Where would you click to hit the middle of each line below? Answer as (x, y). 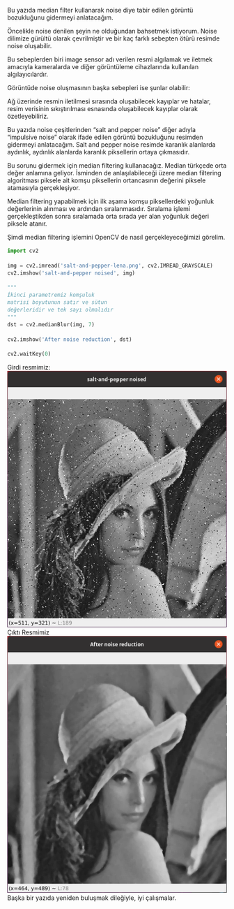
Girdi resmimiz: (29, 368)
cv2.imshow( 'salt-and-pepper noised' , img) (71, 273)
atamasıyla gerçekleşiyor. (44, 188)
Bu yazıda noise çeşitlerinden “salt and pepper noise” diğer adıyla (102, 130)
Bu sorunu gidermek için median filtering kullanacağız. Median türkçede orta (117, 166)
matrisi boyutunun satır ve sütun (57, 303)
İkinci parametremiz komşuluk (51, 295)
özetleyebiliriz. (28, 116)
